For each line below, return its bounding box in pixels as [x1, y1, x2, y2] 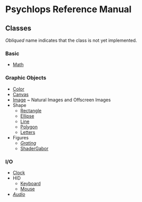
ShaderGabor [20, 145, 49, 151]
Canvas [12, 91, 29, 97]
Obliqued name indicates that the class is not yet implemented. [5, 37, 137, 43]
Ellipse [20, 113, 35, 119]
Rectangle [20, 107, 42, 113]
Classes [5, 24, 32, 33]
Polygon [20, 124, 38, 130]
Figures [12, 134, 29, 140]
